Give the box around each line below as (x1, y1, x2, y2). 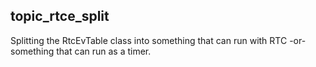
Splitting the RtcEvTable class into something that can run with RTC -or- (10, 34, 307, 46)
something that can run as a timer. (10, 45, 152, 57)
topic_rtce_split (10, 8, 110, 25)
